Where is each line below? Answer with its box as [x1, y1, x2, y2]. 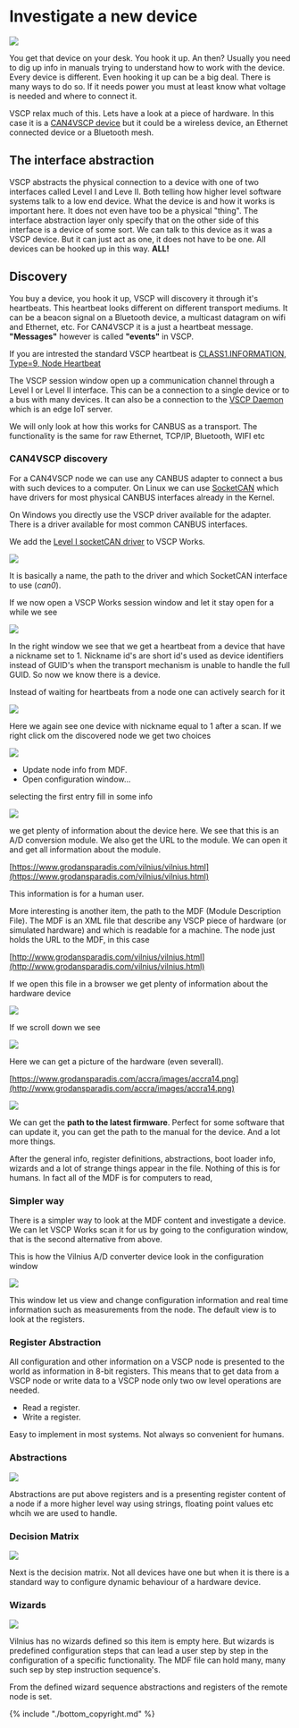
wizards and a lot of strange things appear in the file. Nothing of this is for [9, 1163, 281, 1173]
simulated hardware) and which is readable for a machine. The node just [9, 924, 275, 936]
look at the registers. [9, 1314, 86, 1325]
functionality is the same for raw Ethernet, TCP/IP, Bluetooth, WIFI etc [9, 430, 265, 441]
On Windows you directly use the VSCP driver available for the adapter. [9, 509, 272, 520]
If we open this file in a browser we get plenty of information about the [9, 978, 269, 989]
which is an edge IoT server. [9, 403, 113, 414]
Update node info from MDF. [21, 764, 128, 775]
